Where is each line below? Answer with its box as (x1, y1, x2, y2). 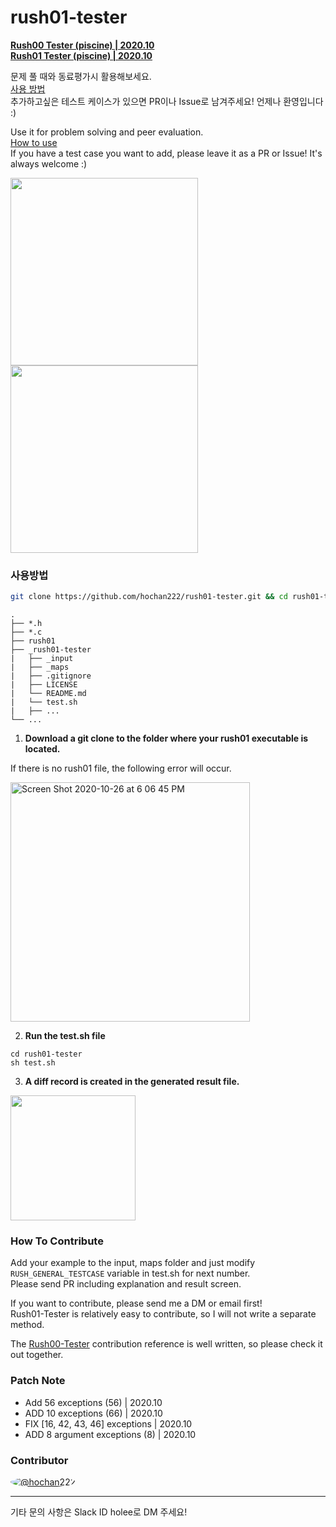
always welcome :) (10, 157, 88, 170)
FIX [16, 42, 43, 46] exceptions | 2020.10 (24, 1417, 193, 1430)
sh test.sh (10, 1058, 56, 1068)
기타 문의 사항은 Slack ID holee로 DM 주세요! (10, 1506, 188, 1518)
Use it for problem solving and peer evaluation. (10, 126, 204, 138)
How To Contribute (10, 1234, 104, 1248)
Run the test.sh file (24, 1030, 106, 1042)
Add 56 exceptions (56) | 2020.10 (24, 1396, 163, 1408)
